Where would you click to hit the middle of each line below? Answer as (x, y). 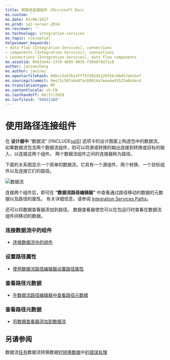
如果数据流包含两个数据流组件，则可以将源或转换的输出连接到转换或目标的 (83, 148)
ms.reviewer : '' (22, 29)
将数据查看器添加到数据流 (39, 321)
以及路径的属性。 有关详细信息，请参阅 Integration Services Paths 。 (80, 199)
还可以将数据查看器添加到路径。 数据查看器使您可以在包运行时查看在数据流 (83, 210)
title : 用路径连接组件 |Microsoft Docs (45, 10)
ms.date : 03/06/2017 (27, 19)
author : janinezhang (27, 66)
